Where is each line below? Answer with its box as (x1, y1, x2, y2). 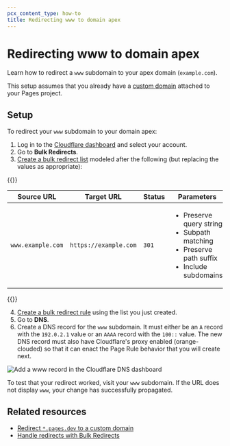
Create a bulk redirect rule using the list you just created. (16, 308, 178, 316)
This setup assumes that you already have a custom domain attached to (7, 82, 210, 90)
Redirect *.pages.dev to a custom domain (16, 424, 134, 432)
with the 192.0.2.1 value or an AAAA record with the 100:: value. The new (16, 330, 222, 338)
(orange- (173, 338, 199, 346)
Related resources (7, 406, 87, 417)
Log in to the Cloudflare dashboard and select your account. (16, 141, 188, 149)
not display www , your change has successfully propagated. (7, 386, 173, 395)
